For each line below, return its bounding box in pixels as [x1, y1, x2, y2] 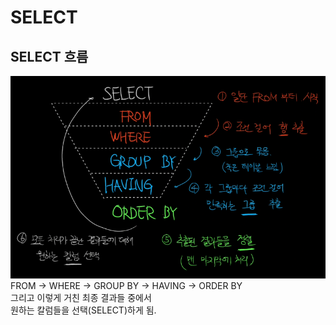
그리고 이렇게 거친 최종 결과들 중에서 [10, 291, 152, 303]
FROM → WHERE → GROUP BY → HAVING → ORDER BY [10, 279, 243, 291]
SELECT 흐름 [10, 48, 89, 65]
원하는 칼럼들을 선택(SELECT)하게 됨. [10, 304, 157, 316]
